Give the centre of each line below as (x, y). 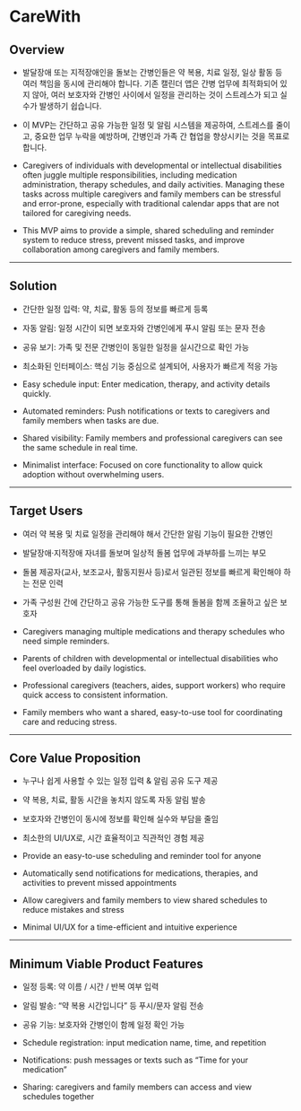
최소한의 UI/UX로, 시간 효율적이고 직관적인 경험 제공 (113, 838)
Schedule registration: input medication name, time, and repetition (144, 1043)
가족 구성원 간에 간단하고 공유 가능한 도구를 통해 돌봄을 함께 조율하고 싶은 (150, 602)
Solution (33, 286)
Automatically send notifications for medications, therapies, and (140, 873)
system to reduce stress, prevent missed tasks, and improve (133, 240)
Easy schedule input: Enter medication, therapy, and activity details (146, 384)
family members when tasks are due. (90, 420)
